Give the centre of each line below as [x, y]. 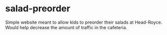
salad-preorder [38, 9]
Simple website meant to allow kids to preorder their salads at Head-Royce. [84, 22]
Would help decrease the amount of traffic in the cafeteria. [66, 27]
